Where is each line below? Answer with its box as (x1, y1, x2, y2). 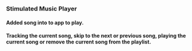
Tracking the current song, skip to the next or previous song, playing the (6, 32, 186, 39)
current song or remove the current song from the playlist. (6, 38, 151, 45)
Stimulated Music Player (6, 5, 78, 13)
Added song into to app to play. (6, 19, 84, 26)
